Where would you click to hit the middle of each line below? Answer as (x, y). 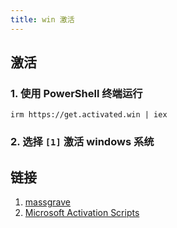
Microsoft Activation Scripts (82, 213)
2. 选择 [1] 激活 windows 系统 (82, 142)
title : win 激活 (42, 19)
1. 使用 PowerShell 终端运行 (76, 93)
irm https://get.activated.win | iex (89, 115)
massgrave (47, 202)
